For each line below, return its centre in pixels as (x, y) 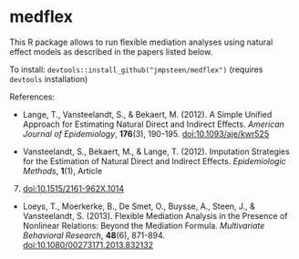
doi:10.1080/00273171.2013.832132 (88, 244)
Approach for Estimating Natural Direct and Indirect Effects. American (154, 124)
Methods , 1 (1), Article (62, 171)
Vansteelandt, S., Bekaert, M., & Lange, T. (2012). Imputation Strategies (156, 151)
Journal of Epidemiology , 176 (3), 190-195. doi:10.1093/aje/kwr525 (146, 133)
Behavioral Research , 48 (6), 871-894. (94, 235)
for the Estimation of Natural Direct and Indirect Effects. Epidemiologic (155, 161)
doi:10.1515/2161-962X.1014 (73, 188)
